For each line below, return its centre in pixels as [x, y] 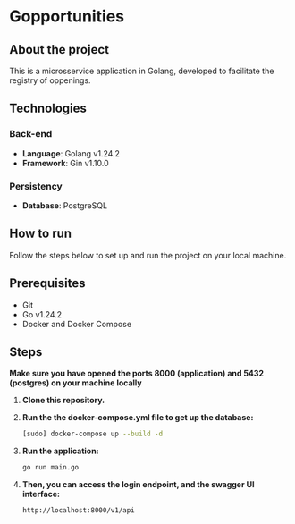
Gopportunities [67, 17]
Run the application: [61, 451]
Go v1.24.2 [42, 314]
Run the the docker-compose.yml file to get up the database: [138, 418]
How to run [41, 234]
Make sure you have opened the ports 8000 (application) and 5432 [137, 374]
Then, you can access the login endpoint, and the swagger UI [138, 485]
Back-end [31, 134]
